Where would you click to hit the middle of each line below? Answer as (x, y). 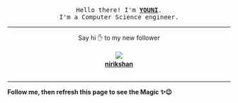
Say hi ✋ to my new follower (119, 38)
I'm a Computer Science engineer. (119, 17)
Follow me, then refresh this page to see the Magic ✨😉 (90, 92)
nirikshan (119, 64)
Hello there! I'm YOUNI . (119, 10)
